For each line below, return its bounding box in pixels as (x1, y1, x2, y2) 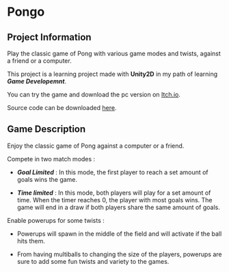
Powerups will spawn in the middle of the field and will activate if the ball (16, 230, 222, 238)
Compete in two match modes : (7, 154, 96, 163)
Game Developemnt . (7, 77, 67, 85)
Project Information (7, 31, 92, 43)
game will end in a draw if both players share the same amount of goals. (16, 203, 220, 211)
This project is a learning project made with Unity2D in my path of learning (7, 70, 218, 78)
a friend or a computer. (7, 57, 72, 65)
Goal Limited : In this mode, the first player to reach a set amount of (16, 168, 208, 176)
